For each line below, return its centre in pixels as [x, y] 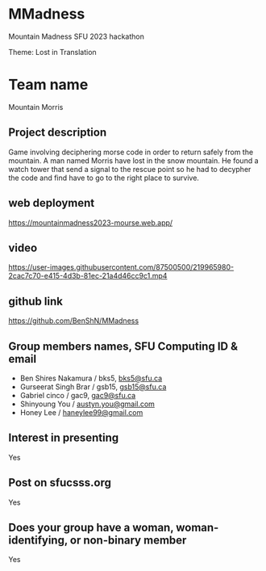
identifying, [38, 540]
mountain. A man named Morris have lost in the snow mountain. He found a [134, 160]
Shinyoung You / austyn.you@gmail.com [87, 404]
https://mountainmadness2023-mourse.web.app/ [91, 222]
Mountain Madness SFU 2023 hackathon [77, 36]
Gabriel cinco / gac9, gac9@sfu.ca [78, 395]
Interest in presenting [64, 438]
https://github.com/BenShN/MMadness [74, 321]
